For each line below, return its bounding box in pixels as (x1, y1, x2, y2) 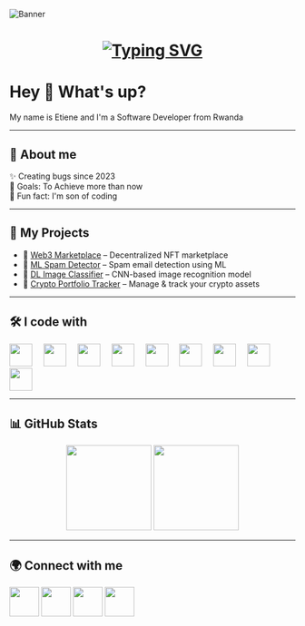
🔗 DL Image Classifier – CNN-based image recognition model (22, 269, 251, 279)
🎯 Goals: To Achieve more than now (9, 181, 143, 191)
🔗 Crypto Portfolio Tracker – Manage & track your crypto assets (22, 278, 261, 289)
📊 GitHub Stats (9, 416, 98, 431)
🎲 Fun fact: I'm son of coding (9, 191, 118, 201)
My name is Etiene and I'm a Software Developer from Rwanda (9, 112, 243, 122)
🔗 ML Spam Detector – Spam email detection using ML (22, 259, 227, 269)
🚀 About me (9, 146, 77, 162)
